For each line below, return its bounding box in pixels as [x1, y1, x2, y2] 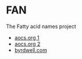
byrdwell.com [14, 46, 48, 53]
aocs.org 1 [14, 34, 40, 41]
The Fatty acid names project [6, 23, 77, 30]
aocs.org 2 [14, 40, 41, 47]
